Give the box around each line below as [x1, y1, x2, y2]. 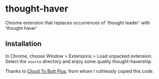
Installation [5, 40, 42, 48]
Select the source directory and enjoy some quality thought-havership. [5, 58, 152, 64]
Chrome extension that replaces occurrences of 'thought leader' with [5, 20, 150, 26]
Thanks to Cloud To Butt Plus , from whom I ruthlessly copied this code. [5, 68, 154, 74]
